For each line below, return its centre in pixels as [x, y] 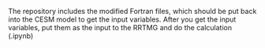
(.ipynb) [21, 36]
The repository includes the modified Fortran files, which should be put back [132, 11]
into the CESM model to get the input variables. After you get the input [122, 19]
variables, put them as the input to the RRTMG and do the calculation [120, 27]
